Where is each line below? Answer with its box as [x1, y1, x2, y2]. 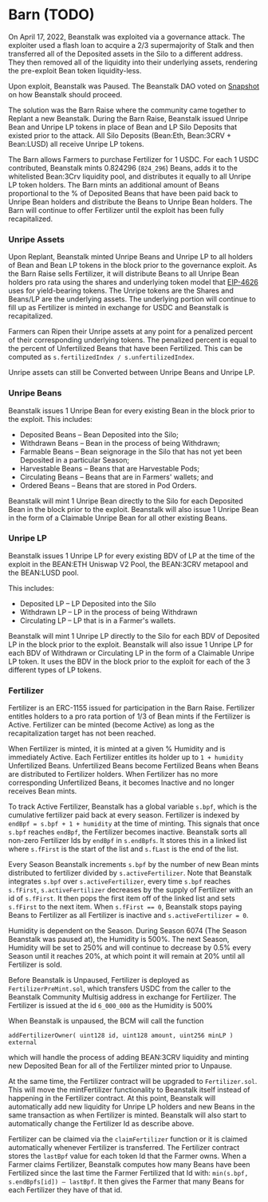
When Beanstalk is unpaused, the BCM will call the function [8, 1016, 204, 1026]
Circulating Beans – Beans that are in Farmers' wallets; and [19, 472, 214, 482]
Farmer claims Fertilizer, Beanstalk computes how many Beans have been [8, 1160, 250, 1169]
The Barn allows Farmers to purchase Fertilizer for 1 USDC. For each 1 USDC [8, 154, 259, 164]
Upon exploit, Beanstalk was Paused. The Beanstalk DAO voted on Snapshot [8, 81, 260, 91]
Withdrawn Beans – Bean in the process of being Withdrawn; [19, 438, 221, 447]
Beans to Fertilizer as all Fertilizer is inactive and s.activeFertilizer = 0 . [8, 911, 249, 920]
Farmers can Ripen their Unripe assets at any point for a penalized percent [8, 327, 254, 337]
